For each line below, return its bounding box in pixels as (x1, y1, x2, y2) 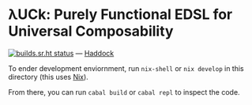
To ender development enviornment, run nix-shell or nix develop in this (8, 63, 245, 73)
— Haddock (75, 48, 115, 58)
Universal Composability (8, 22, 174, 40)
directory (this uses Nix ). (8, 72, 88, 81)
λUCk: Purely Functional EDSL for (8, 6, 233, 24)
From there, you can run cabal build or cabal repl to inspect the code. (8, 87, 240, 96)
